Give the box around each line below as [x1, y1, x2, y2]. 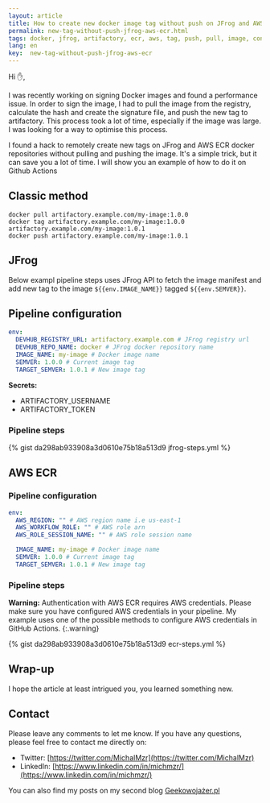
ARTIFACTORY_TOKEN [19, 404, 96, 414]
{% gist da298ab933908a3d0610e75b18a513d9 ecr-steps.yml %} [8, 640, 227, 649]
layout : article [8, 11, 63, 20]
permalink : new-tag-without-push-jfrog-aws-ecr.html [8, 27, 189, 35]
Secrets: [8, 380, 38, 390]
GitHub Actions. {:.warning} [8, 623, 100, 633]
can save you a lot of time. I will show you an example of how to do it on [8, 158, 247, 167]
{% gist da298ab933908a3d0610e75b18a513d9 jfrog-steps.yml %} [8, 442, 231, 452]
